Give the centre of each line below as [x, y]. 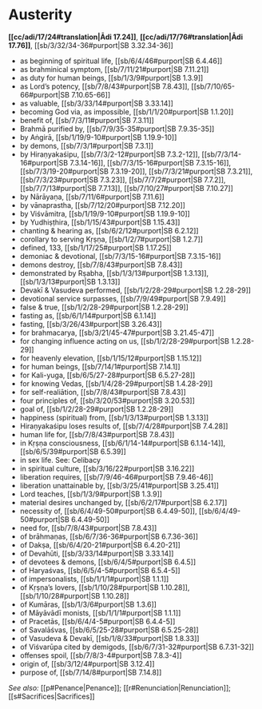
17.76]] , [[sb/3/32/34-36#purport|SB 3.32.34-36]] [91, 45]
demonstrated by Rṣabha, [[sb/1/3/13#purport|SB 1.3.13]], [114, 273]
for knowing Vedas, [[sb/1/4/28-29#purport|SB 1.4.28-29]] [116, 383]
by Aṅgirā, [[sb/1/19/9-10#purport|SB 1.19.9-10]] [98, 137]
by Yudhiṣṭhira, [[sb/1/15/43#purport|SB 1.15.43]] [100, 222]
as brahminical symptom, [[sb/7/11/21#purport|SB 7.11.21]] [114, 69]
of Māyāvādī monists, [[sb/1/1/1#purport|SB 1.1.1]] [100, 612]
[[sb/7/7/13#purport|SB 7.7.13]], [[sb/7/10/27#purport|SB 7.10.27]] [127, 188]
